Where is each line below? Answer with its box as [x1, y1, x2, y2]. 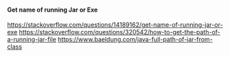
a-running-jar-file [7, 35, 56, 44]
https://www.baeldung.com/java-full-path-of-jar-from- [57, 35, 213, 44]
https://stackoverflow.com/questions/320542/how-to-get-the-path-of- [19, 28, 220, 36]
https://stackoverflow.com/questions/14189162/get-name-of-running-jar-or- [7, 21, 223, 29]
